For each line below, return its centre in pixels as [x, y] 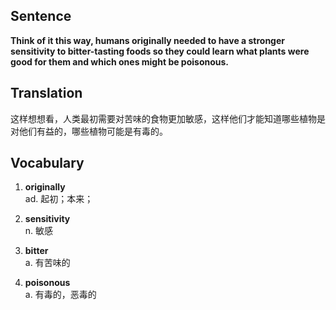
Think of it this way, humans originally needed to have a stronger [148, 40]
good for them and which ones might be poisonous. [120, 61]
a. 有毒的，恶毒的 [60, 295]
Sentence [41, 16]
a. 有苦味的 [47, 263]
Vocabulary [47, 163]
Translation [46, 93]
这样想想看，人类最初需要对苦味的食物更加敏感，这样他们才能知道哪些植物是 [168, 118]
